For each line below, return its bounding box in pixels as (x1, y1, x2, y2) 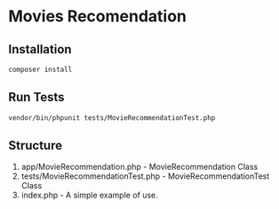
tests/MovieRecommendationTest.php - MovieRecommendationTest (20, 171, 270, 181)
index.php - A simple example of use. (20, 189, 159, 201)
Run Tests (8, 90, 65, 105)
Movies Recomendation (8, 6, 187, 27)
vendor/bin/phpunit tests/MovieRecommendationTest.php (8, 113, 216, 122)
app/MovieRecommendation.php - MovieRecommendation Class (20, 162, 259, 173)
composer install (8, 65, 73, 74)
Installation (8, 42, 72, 57)
